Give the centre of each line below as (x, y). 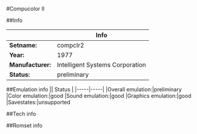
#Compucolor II (26, 9)
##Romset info (25, 125)
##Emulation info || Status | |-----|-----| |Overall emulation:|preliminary (94, 89)
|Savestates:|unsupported (38, 102)
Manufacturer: (30, 65)
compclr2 (71, 45)
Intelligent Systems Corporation (102, 65)
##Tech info (21, 114)
